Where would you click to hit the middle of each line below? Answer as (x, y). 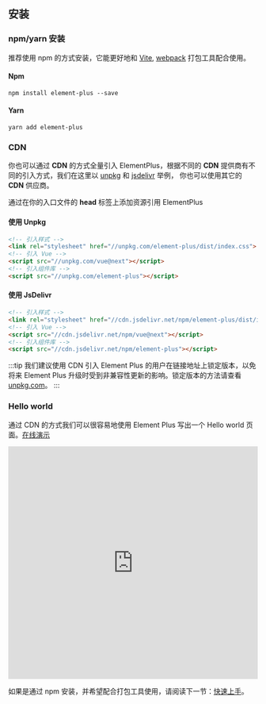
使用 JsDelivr (30, 295)
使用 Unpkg (27, 221)
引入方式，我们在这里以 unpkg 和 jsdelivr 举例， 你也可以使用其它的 (132, 175)
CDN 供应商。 (31, 186)
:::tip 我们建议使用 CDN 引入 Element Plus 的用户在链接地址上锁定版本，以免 (132, 365)
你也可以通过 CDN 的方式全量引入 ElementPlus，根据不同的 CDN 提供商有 (129, 166)
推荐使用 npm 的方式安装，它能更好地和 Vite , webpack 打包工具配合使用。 (129, 57)
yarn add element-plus (46, 128)
